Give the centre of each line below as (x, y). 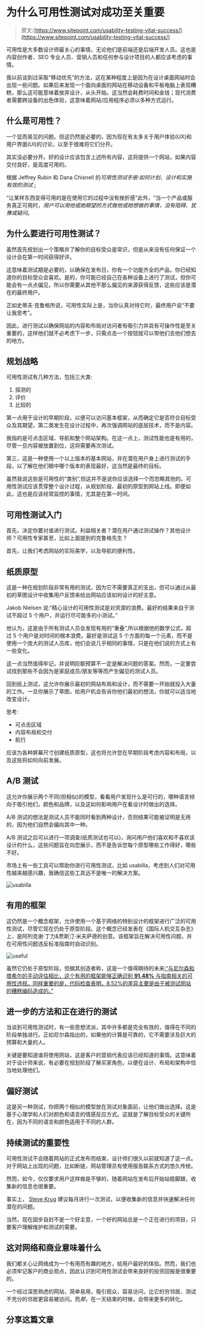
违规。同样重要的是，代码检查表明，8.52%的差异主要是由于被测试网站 (104, 983)
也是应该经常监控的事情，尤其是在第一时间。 (77, 494)
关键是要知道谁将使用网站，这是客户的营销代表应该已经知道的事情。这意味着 (101, 1055)
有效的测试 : (21, 185)
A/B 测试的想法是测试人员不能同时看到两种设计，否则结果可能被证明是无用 (99, 817)
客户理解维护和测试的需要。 (45, 1227)
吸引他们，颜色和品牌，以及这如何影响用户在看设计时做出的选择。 (98, 804)
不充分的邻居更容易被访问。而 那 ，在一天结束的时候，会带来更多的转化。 (96, 1299)
